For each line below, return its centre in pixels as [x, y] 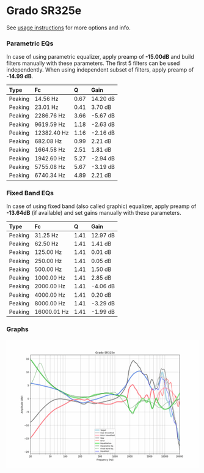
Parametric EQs [30, 43]
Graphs [17, 329]
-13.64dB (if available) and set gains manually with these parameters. [94, 213]
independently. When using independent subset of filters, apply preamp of [100, 70]
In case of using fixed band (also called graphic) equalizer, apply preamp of [101, 206]
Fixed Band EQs [30, 193]
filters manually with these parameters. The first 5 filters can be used [93, 63]
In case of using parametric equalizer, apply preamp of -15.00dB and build [100, 57]
